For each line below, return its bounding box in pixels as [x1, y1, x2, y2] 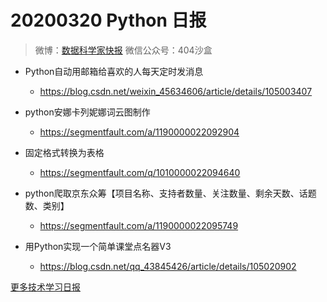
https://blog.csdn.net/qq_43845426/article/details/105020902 [39, 260, 297, 272]
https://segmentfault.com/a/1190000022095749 [39, 219, 239, 231]
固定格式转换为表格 [24, 146, 105, 158]
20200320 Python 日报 [10, 9, 207, 32]
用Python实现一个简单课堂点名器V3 [24, 240, 172, 252]
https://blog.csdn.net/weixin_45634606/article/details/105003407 [39, 85, 313, 97]
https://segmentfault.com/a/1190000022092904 [39, 126, 240, 138]
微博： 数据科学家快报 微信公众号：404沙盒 [34, 44, 213, 56]
